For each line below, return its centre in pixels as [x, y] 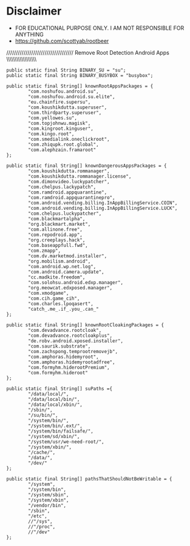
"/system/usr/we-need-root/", [66, 442]
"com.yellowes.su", [53, 118]
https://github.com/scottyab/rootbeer [62, 41]
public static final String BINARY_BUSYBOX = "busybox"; [80, 75]
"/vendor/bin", [47, 505]
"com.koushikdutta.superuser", [68, 107]
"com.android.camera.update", [66, 272]
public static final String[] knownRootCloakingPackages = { [85, 325]
